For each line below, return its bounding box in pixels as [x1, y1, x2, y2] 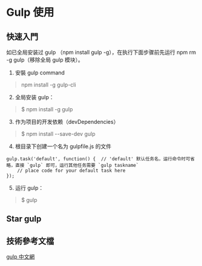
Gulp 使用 [6, 5, 54, 19]
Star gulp [6, 214, 42, 224]
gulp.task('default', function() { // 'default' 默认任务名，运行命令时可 [6, 156, 191, 162]
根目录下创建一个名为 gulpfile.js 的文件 [15, 143, 112, 150]
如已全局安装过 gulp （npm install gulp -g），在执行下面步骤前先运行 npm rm [6, 49, 197, 56]
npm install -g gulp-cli [21, 81, 77, 88]
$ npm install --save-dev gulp [21, 131, 96, 137]
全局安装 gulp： [15, 94, 54, 100]
